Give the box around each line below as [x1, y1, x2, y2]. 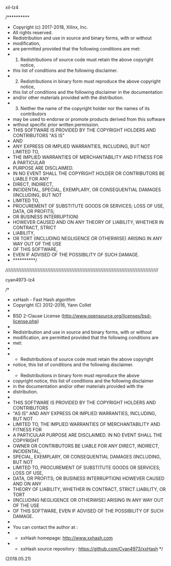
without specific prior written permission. [12, 122, 100, 127]
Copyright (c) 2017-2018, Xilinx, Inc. [12, 24, 88, 30]
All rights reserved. [12, 30, 53, 35]
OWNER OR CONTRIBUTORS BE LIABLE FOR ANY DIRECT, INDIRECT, [12, 443, 160, 449]
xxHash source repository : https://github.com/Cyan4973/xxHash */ [20, 546, 163, 552]
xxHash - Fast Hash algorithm [12, 297, 76, 302]
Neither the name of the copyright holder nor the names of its [20, 106, 150, 111]
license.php [12, 318, 37, 324]
